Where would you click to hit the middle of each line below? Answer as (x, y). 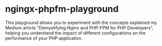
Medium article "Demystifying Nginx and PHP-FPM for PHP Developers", (80, 27)
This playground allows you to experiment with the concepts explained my (81, 23)
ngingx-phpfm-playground (62, 9)
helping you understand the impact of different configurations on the (75, 33)
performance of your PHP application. (44, 38)
